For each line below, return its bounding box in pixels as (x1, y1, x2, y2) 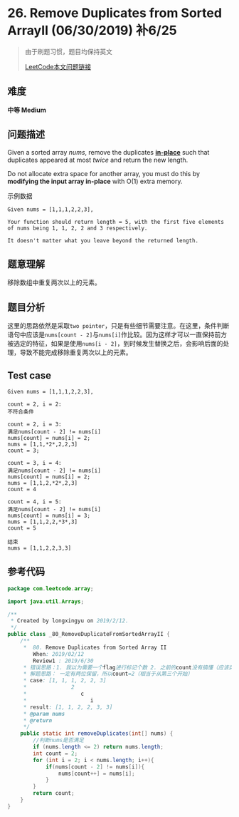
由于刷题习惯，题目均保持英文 (24, 47, 112, 56)
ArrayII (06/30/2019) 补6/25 (7, 23, 177, 38)
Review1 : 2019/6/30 (33, 657, 94, 664)
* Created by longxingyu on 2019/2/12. (10, 617, 129, 625)
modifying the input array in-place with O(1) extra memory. (7, 177, 183, 185)
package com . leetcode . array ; (7, 585, 94, 592)
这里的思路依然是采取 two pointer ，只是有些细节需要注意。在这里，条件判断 (7, 322, 230, 330)
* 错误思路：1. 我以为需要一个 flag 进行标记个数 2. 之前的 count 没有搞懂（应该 (23, 664, 229, 671)
